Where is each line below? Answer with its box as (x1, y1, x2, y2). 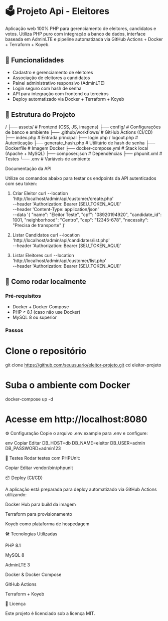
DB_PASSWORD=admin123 (5, 445, 61, 451)
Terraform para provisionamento (5, 511, 73, 517)
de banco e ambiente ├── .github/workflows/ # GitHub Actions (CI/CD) (5, 129, 153, 135)
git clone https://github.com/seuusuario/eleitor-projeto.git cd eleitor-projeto (5, 362, 161, 368)
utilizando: (5, 491, 27, 498)
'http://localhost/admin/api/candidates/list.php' (12, 237, 110, 243)
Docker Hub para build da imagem (5, 501, 76, 507)
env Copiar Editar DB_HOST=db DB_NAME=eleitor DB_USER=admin (5, 440, 145, 446)
